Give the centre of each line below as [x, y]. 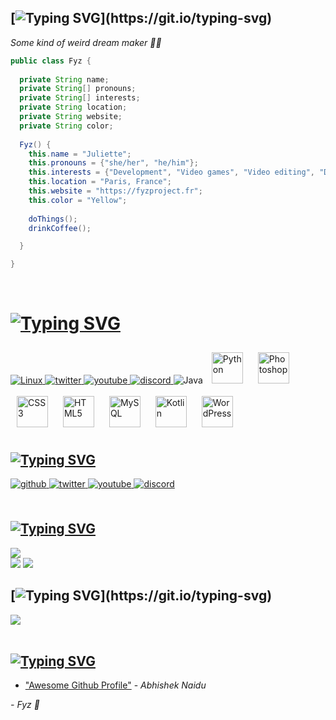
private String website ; [71, 117]
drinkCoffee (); [60, 228]
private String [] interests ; [80, 98]
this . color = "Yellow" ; [78, 200]
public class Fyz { [51, 61]
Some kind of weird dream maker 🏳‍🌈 [86, 42]
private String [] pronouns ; [78, 89]
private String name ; [64, 79]
